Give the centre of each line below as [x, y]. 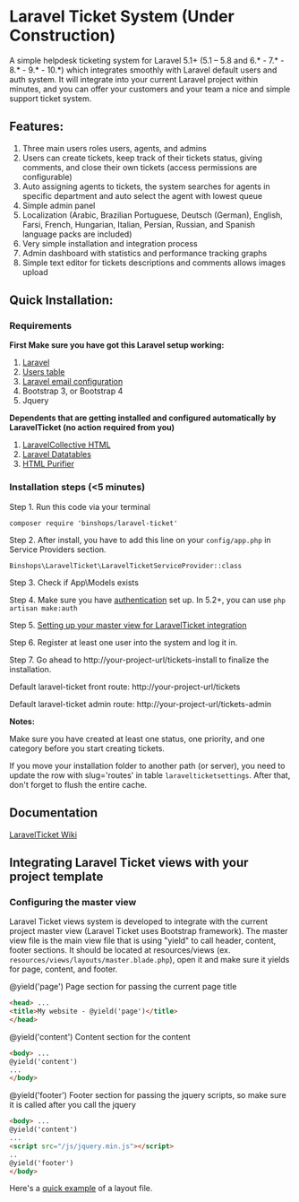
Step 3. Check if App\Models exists [74, 582]
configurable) [47, 177]
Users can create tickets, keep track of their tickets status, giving [142, 158]
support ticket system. [51, 98]
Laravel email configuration [73, 382]
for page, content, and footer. [64, 969]
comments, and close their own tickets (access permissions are [140, 167]
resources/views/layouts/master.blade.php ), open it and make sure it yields [149, 960]
